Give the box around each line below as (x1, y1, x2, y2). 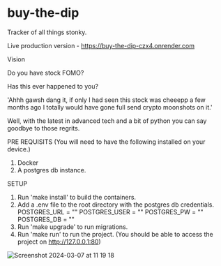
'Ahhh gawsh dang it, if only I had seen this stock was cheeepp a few (7, 96, 206, 104)
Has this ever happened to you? (7, 82, 99, 90)
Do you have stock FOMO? (7, 68, 84, 77)
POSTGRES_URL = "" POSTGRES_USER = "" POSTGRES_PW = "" (17, 207, 204, 216)
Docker (17, 158, 39, 167)
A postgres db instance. (17, 165, 86, 174)
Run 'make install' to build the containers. (17, 193, 137, 201)
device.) (7, 145, 31, 153)
